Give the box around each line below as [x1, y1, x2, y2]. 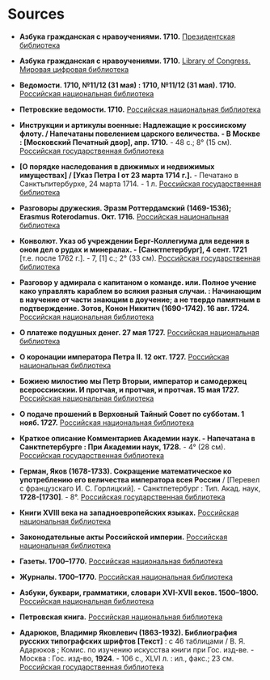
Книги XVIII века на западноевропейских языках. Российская [19, 508, 239, 517]
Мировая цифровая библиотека [19, 64, 129, 74]
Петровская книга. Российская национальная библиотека [19, 612, 223, 622]
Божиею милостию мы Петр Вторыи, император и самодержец [19, 376, 247, 385]
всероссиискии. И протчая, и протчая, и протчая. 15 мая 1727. [19, 385, 240, 394]
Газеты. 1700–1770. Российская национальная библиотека [19, 556, 223, 566]
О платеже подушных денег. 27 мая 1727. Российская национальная [19, 327, 259, 337]
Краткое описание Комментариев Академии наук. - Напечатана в [19, 433, 255, 443]
